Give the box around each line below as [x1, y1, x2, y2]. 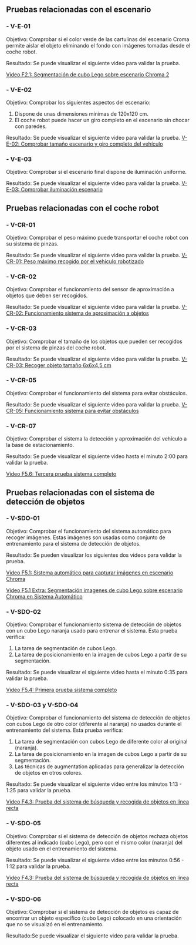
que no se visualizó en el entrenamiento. [6, 921, 104, 928]
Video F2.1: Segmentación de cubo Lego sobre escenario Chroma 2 [6, 70, 170, 78]
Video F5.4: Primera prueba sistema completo [6, 687, 117, 694]
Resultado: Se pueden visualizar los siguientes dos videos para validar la [6, 551, 182, 559]
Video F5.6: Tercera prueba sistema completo [6, 470, 117, 477]
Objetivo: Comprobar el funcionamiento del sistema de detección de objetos [6, 714, 191, 721]
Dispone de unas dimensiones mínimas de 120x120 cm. [14, 110, 148, 117]
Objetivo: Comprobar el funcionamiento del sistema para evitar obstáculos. [6, 389, 188, 396]
